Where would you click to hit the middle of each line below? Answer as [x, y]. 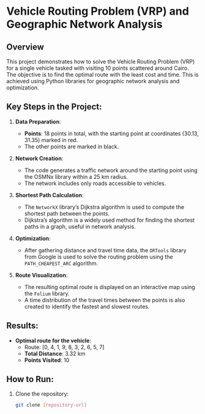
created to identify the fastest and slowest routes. [87, 306]
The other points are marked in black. [72, 146]
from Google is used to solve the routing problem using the [99, 257]
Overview [25, 47]
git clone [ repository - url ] [51, 405]
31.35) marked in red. [51, 140]
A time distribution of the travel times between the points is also [105, 300]
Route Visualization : [41, 275]
